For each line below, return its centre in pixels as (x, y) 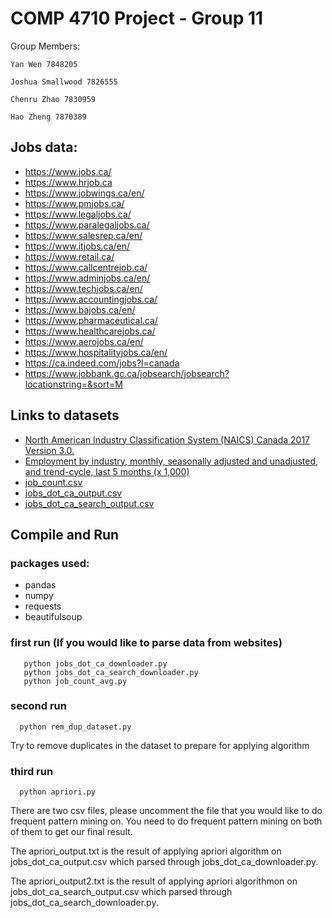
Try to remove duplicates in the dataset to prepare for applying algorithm (160, 745)
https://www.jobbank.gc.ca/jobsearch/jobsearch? (127, 373)
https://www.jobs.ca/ (68, 171)
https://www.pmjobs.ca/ (74, 203)
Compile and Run (65, 534)
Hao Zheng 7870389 (48, 117)
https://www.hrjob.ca (68, 182)
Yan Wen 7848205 (44, 64)
